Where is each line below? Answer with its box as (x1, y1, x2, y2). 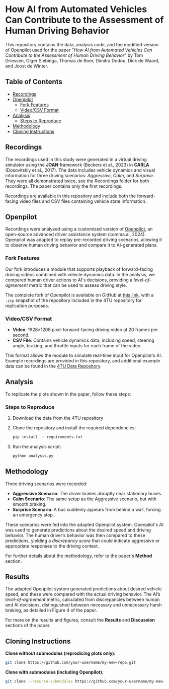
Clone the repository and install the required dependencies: (12, 425, 136, 431)
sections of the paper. (5, 623, 51, 629)
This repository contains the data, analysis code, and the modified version (5, 41, 159, 47)
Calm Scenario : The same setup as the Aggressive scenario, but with (12, 496, 157, 502)
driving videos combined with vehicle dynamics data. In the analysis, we (5, 271, 155, 277)
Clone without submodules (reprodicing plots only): (5, 650, 116, 656)
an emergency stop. (12, 512, 54, 518)
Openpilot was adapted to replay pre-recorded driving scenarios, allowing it (5, 237, 162, 243)
